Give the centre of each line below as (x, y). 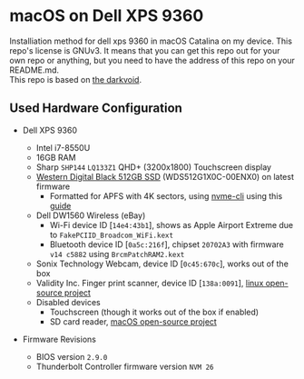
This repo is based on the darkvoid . (76, 79)
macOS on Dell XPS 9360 (107, 16)
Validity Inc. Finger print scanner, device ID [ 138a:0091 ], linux (150, 283)
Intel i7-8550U (63, 147)
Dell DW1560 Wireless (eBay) (91, 215)
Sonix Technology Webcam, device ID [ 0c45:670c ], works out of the (162, 264)
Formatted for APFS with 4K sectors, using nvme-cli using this (166, 195)
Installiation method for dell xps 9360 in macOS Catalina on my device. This (151, 41)
